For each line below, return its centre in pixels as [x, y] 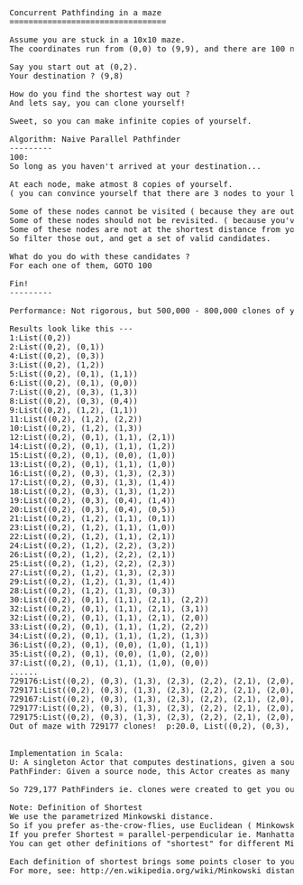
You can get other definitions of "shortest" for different [145, 843]
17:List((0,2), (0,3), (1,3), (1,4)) [93, 482]
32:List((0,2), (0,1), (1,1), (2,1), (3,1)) [110, 609]
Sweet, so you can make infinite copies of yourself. [131, 121]
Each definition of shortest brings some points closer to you [152, 862]
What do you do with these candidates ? [100, 256]
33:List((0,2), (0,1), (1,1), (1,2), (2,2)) [110, 627]
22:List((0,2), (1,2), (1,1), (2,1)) [93, 536]
